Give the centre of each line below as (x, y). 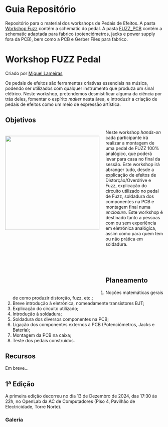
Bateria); (21, 330)
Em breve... (17, 368)
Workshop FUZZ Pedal (53, 59)
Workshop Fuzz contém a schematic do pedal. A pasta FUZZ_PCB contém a (84, 28)
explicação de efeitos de (131, 175)
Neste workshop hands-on (133, 132)
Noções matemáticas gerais (134, 293)
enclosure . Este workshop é (134, 212)
